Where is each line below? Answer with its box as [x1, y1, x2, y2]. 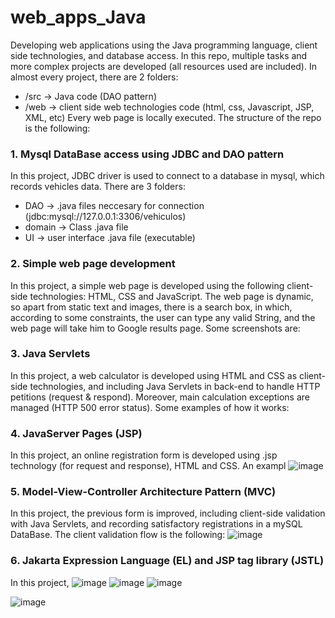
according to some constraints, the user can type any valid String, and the [10, 311, 316, 323]
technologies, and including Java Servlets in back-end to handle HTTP [29, 380, 321, 392]
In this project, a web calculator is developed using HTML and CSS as [10, 369, 298, 381]
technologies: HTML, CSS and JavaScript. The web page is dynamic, [29, 290, 314, 302]
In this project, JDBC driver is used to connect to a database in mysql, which [10, 170, 325, 182]
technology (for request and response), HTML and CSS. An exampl [10, 460, 287, 472]
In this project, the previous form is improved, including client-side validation [10, 507, 326, 520]
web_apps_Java [10, 6, 147, 29]
